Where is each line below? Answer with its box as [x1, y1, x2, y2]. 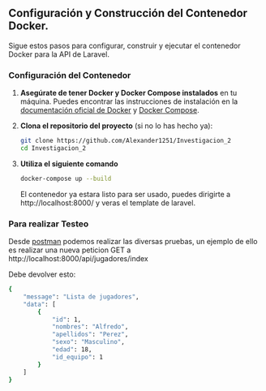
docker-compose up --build [19, 174, 112, 183]
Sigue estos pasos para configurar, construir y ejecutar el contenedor [8, 41, 241, 50]
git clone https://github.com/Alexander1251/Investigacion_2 [19, 137, 232, 145]
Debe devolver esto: [8, 269, 76, 279]
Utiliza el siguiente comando [19, 158, 119, 169]
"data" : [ [23, 300, 57, 308]
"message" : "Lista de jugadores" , [23, 292, 139, 301]
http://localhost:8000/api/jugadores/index [8, 254, 148, 264]
